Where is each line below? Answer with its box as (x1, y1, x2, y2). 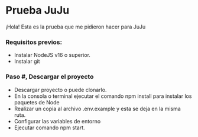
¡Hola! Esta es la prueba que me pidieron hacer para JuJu (5, 23, 146, 30)
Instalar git (14, 58, 40, 65)
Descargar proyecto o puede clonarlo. (14, 86, 107, 93)
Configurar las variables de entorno (14, 117, 101, 125)
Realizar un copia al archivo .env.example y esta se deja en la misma (14, 105, 181, 112)
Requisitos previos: (5, 38, 63, 46)
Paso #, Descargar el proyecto (5, 72, 94, 81)
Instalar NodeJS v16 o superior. (14, 52, 91, 59)
